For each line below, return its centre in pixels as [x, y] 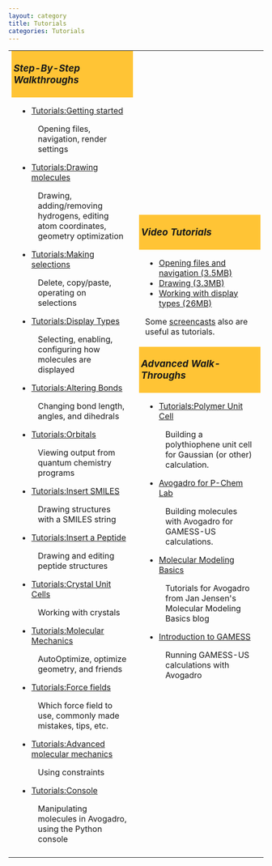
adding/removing [70, 206]
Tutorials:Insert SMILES [75, 490]
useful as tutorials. [180, 331]
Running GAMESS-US [207, 655]
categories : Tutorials [47, 31]
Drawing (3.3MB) [192, 282]
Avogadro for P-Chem [201, 483]
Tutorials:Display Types [75, 321]
